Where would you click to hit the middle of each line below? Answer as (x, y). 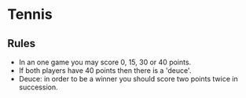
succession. (38, 87)
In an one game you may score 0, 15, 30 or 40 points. (105, 62)
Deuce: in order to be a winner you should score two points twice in (128, 79)
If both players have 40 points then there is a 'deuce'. (105, 71)
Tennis (30, 15)
